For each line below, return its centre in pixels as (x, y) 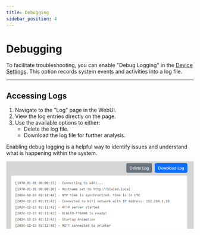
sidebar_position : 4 (32, 19)
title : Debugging (28, 12)
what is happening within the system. (52, 153)
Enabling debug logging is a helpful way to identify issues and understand (97, 147)
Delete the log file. (46, 129)
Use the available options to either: (57, 123)
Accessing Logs (37, 96)
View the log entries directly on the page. (65, 116)
